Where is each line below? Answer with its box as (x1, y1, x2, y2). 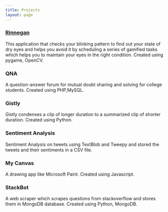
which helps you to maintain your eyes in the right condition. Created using (5, 52, 163, 58)
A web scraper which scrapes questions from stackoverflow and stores (5, 196, 156, 202)
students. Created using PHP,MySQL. (5, 87, 85, 93)
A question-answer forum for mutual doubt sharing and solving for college (5, 81, 162, 88)
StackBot (5, 184, 29, 191)
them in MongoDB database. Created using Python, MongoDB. (5, 201, 137, 207)
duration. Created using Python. (5, 117, 73, 123)
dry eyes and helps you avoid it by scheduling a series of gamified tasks (5, 46, 158, 52)
